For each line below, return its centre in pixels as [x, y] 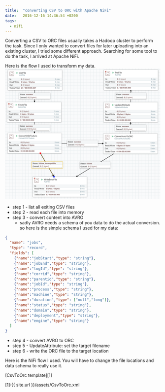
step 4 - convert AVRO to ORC [43, 341]
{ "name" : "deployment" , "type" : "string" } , [57, 316]
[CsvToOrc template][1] [29, 375]
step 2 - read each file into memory [48, 212]
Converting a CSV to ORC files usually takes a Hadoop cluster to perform [79, 41]
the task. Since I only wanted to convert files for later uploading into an [77, 46]
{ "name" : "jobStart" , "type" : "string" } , [55, 258]
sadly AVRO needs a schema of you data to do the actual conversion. [90, 222]
